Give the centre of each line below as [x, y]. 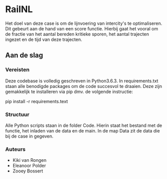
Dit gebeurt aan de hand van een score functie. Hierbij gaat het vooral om [82, 28]
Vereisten [17, 70]
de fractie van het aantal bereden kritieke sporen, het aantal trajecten [77, 34]
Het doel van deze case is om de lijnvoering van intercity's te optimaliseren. [84, 23]
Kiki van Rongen [30, 160]
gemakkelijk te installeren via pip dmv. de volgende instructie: [69, 92]
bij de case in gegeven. [30, 136]
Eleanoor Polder [29, 166]
